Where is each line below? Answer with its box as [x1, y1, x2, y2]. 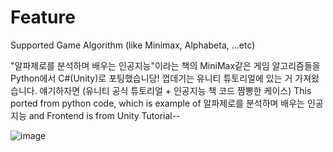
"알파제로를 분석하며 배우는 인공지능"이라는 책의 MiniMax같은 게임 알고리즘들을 [10, 59, 321, 71]
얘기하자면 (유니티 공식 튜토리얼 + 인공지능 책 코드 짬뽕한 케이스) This [39, 84, 312, 96]
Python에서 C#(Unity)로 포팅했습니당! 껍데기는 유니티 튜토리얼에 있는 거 [10, 72, 293, 84]
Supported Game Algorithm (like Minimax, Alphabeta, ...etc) [10, 39, 256, 51]
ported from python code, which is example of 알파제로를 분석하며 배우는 [10, 97, 306, 109]
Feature [10, 6, 76, 29]
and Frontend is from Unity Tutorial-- [28, 109, 181, 121]
